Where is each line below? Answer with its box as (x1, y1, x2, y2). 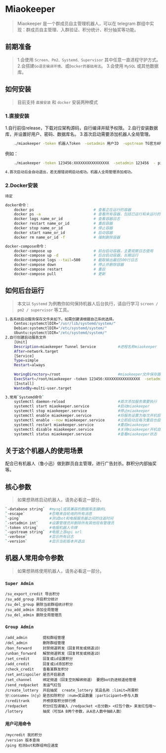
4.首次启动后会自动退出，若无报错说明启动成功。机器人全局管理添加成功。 (5, 170, 135, 174)
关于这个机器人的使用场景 (5, 446, 83, 455)
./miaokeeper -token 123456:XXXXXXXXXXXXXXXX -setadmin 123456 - (14, 160, 156, 166)
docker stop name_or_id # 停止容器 (14, 226, 113, 231)
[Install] (14, 381, 35, 386)
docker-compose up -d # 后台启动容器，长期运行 (14, 253, 139, 258)
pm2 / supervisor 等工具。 (17, 306, 72, 313)
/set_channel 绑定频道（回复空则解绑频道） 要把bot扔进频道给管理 (5, 677, 136, 682)
